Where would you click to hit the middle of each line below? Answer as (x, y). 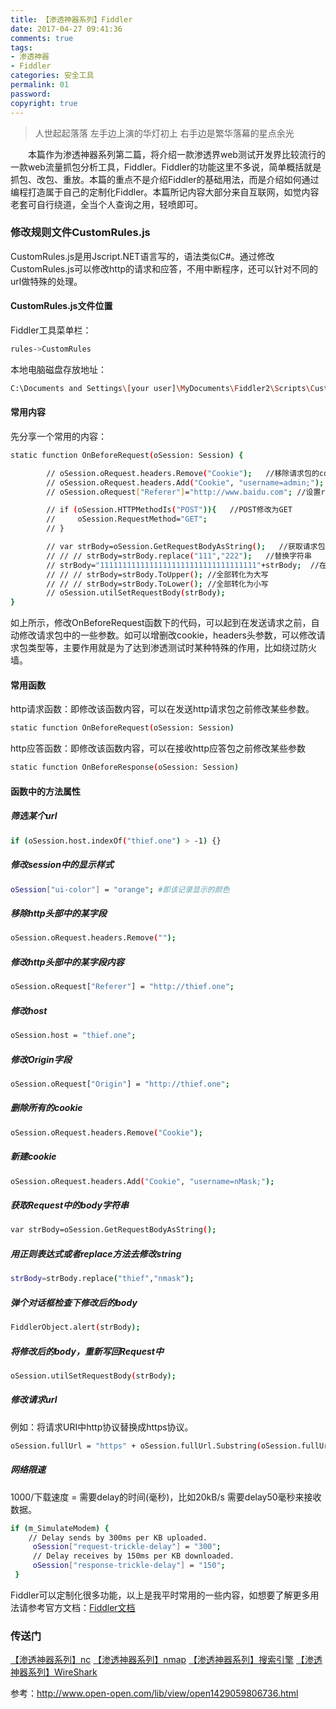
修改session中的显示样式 (62, 865)
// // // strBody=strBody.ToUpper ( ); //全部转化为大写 (157, 574)
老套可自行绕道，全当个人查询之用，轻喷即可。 (106, 204)
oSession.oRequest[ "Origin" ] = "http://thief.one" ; (120, 1084)
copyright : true (44, 103)
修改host (29, 1010)
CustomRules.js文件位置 (61, 306)
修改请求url (34, 1400)
